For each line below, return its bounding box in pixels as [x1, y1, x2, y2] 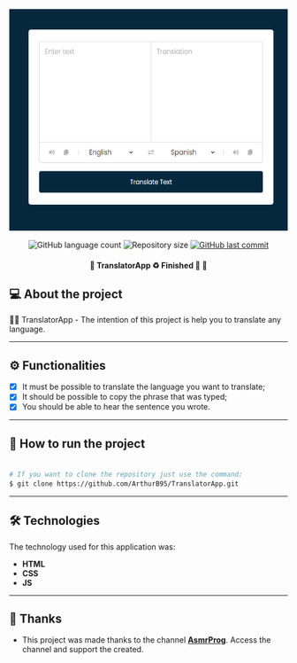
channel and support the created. [21, 644, 144, 655]
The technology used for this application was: [9, 541, 176, 552]
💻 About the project [9, 286, 123, 301]
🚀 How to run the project [9, 436, 146, 451]
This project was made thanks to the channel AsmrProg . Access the [21, 635, 271, 645]
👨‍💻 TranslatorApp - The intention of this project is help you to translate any [9, 315, 281, 325]
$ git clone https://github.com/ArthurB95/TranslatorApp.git [9, 479, 240, 488]
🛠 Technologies [9, 513, 100, 528]
